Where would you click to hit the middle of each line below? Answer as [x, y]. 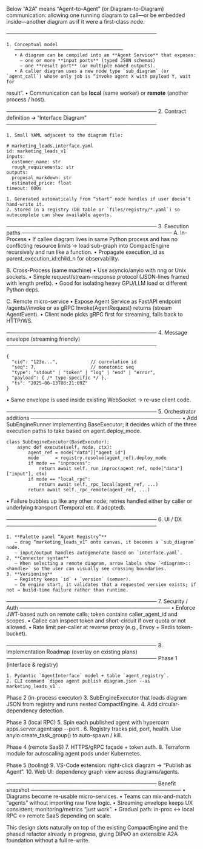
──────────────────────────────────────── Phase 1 [92, 658]
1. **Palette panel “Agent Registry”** [57, 537]
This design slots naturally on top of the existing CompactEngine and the [97, 827]
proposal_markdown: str [42, 178]
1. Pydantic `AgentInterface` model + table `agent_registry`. [88, 676]
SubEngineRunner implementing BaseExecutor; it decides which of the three [101, 424]
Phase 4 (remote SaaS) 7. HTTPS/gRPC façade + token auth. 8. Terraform [98, 747]
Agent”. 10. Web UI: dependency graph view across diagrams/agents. [93, 772]
